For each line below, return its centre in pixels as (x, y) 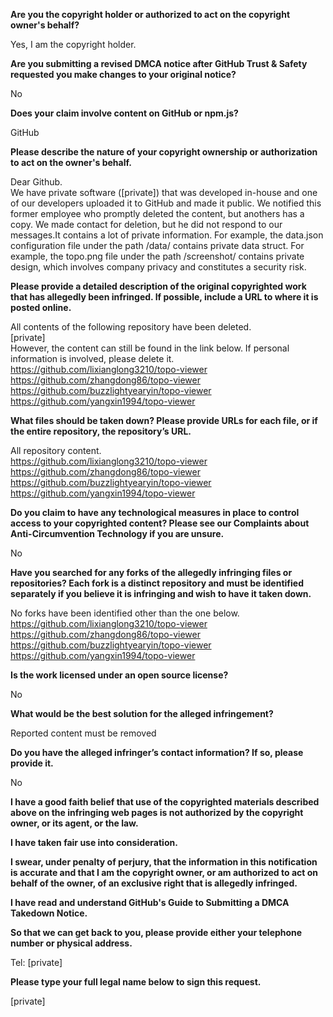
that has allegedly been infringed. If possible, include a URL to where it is (164, 297)
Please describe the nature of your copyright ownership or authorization (164, 152)
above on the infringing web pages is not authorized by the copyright (157, 812)
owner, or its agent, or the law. (74, 823)
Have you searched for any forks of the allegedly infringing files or (151, 572)
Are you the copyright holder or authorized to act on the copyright (150, 14)
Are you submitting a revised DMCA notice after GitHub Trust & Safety (159, 63)
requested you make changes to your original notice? (123, 74)
